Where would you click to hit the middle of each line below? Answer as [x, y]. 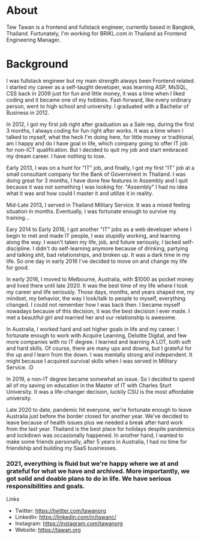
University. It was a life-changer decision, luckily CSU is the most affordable [100, 391]
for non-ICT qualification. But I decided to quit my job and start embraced [97, 149]
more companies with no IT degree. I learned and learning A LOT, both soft [99, 342]
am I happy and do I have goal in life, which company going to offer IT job [97, 143]
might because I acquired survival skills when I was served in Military [92, 361]
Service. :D [20, 367]
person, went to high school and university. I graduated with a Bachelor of [97, 106]
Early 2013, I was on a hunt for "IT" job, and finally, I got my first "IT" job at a [100, 167]
